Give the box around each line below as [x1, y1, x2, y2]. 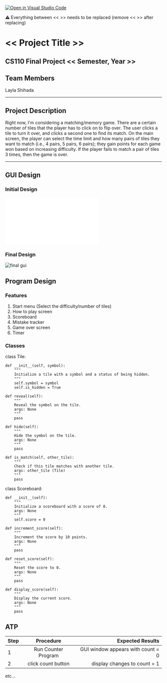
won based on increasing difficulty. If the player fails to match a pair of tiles [5, 146, 159, 152]
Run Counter [34, 646, 64, 653]
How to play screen [12, 308, 52, 314]
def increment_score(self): [5, 526, 64, 531]
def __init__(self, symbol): [5, 363, 66, 368]
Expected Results [117, 637, 160, 644]
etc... [5, 673, 16, 679]
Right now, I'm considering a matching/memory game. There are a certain [5, 120, 156, 126]
